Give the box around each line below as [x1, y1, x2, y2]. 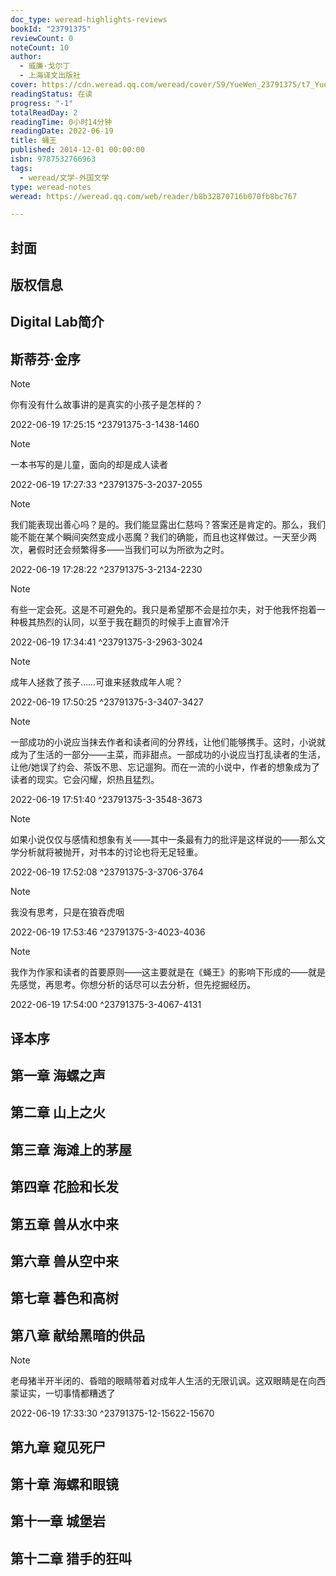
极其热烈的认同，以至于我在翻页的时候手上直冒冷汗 [18, 616, 230, 628]
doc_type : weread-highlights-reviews [10, 14, 168, 25]
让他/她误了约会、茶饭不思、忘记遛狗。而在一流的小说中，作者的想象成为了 [10, 761, 321, 773]
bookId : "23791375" [10, 24, 92, 34]
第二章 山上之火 [10, 1104, 106, 1121]
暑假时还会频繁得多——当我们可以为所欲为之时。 [27, 544, 230, 556]
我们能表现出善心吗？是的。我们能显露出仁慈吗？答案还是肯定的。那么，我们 [10, 519, 326, 531]
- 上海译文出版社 [19, 71, 81, 81]
